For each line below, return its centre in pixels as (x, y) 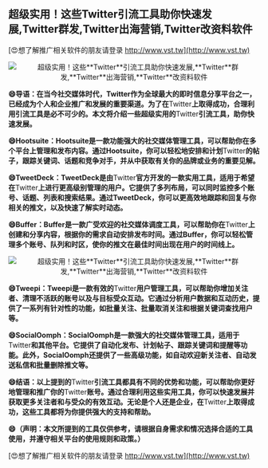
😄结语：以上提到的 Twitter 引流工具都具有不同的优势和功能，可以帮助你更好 (132, 382)
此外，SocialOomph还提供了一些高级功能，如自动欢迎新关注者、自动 (136, 355)
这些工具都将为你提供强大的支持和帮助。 (89, 411)
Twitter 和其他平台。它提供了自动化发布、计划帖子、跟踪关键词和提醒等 (124, 344)
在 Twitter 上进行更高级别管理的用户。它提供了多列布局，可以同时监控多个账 (132, 187)
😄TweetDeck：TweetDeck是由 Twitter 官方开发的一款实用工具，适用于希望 (132, 177)
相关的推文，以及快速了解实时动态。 (68, 207)
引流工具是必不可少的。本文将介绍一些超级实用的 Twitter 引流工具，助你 (131, 113)
